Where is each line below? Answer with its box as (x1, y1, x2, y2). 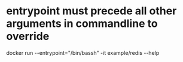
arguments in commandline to (6, 17, 158, 30)
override (6, 30, 50, 43)
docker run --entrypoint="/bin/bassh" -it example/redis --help (6, 49, 160, 56)
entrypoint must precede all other (6, 4, 177, 18)
